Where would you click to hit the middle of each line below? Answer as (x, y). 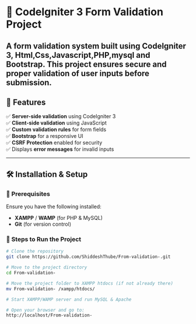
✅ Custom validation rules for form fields (56, 130)
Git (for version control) (43, 224)
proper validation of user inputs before (78, 73)
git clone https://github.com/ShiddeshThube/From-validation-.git (88, 257)
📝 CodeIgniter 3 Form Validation (85, 12)
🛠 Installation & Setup (47, 174)
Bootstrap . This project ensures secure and (87, 64)
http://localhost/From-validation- (49, 315)
